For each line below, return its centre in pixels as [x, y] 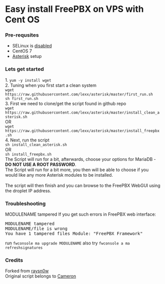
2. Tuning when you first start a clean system [51, 85]
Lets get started [25, 69]
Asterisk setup [27, 56]
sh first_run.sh [22, 98]
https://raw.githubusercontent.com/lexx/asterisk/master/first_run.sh [79, 94]
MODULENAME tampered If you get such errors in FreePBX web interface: [81, 214]
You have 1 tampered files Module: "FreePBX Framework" [74, 234]
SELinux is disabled [32, 46]
